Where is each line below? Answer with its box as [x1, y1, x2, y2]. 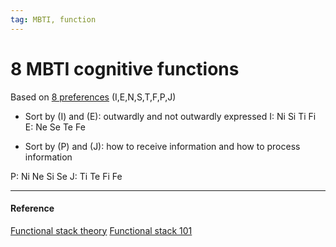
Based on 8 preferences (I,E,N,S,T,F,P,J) [10, 91, 177, 103]
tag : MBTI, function [10, 14, 97, 25]
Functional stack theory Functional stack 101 [10, 224, 193, 236]
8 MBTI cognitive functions [10, 57, 240, 80]
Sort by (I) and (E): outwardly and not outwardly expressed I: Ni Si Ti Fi [24, 110, 317, 122]
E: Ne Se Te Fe [24, 121, 86, 133]
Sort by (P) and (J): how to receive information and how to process [24, 140, 301, 152]
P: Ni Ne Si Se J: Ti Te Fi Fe [10, 170, 123, 182]
